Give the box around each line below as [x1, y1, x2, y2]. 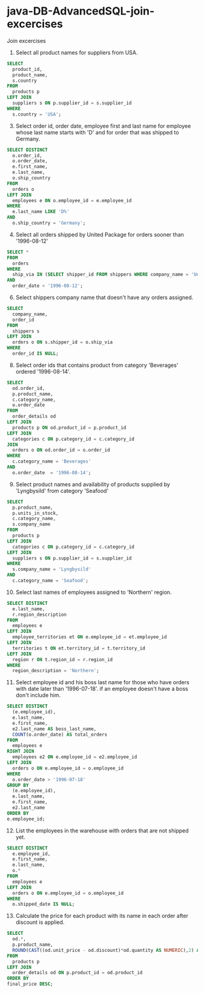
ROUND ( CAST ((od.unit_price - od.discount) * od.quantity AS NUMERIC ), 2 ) [12, 947, 194, 953]
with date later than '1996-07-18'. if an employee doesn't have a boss [15, 685, 188, 693]
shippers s [12, 328, 40, 334]
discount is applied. [15, 919, 65, 926]
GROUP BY [7, 782, 29, 788]
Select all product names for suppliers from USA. [15, 48, 138, 56]
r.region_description [12, 612, 67, 618]
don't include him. [15, 691, 61, 699]
